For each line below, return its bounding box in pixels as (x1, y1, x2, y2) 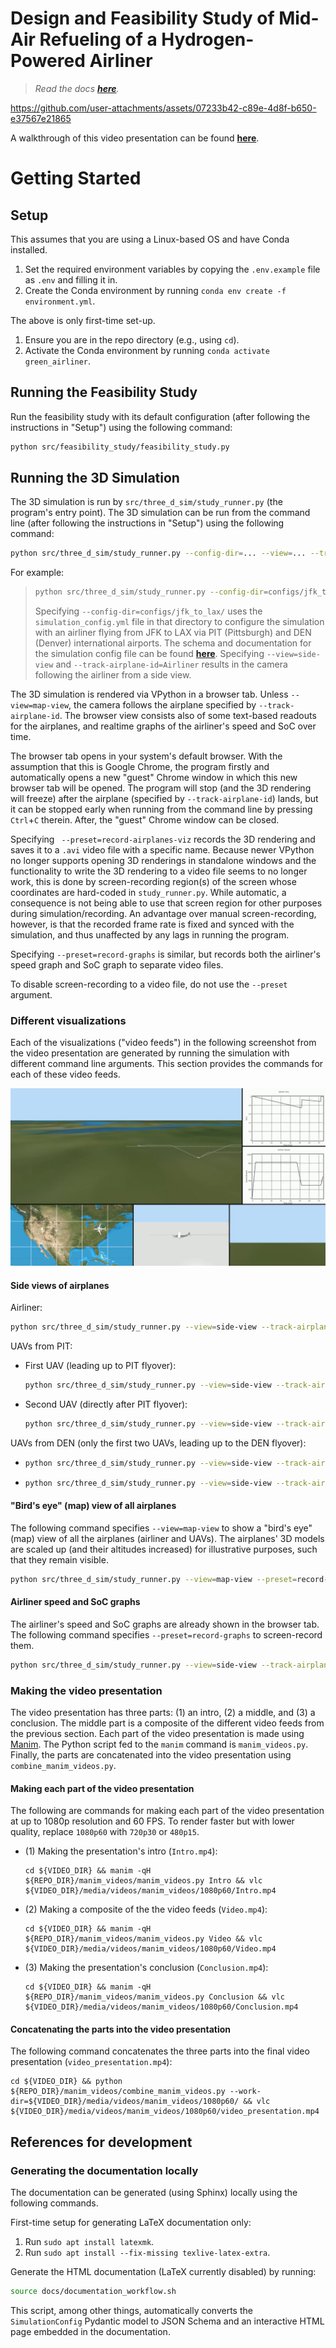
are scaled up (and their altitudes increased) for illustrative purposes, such (10, 1543, 318, 1555)
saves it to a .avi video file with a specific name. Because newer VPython (10, 844, 315, 856)
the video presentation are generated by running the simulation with (10, 1047, 290, 1059)
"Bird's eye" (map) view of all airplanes (10, 1500, 177, 1512)
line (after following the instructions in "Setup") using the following (10, 517, 285, 529)
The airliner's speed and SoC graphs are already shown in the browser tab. (10, 1618, 320, 1630)
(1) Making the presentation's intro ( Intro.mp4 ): (24, 1845, 218, 1857)
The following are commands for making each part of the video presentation (10, 1805, 325, 1817)
